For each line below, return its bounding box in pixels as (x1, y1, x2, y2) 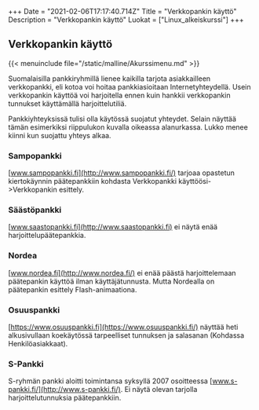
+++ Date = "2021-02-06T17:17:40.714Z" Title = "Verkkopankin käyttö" (8, 7, 237, 16)
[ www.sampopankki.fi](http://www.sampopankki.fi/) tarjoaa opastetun (8, 168, 235, 178)
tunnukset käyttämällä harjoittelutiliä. (8, 98, 127, 108)
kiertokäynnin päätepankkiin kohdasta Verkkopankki (8, 177, 177, 186)
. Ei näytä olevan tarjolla (120, 385, 198, 394)
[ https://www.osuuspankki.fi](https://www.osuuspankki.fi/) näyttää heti (8, 322, 239, 331)
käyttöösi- (178, 177, 212, 186)
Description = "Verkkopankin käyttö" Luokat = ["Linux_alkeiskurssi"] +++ (8, 15, 245, 24)
